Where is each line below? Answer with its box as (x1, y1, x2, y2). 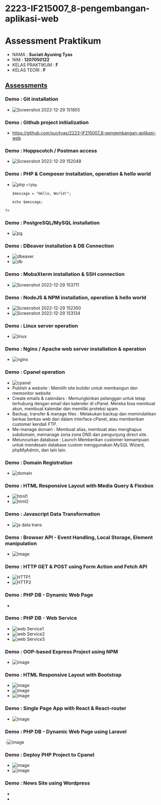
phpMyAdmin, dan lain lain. (12, 447, 67, 453)
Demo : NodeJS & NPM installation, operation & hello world (5, 294, 147, 301)
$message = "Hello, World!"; (12, 191, 72, 196)
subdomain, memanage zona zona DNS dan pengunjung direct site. (12, 431, 148, 437)
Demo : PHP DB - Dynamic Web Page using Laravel (5, 728, 127, 735)
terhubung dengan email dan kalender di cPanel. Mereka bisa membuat (12, 400, 156, 406)
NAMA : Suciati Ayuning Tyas (12, 52, 73, 57)
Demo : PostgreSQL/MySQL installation (5, 219, 100, 226)
